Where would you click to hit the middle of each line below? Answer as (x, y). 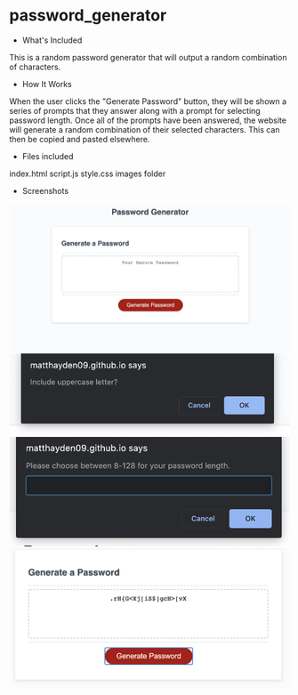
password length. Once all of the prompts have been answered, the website (148, 120)
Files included (48, 156)
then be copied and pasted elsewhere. (80, 139)
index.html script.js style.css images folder (88, 174)
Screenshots (45, 190)
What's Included (52, 40)
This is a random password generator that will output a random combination (148, 57)
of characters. (35, 67)
